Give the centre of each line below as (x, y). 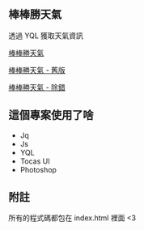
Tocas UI (35, 161)
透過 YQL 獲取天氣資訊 (46, 36)
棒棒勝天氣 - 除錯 (37, 87)
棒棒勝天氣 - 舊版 (37, 70)
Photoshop (38, 169)
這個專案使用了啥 (51, 115)
